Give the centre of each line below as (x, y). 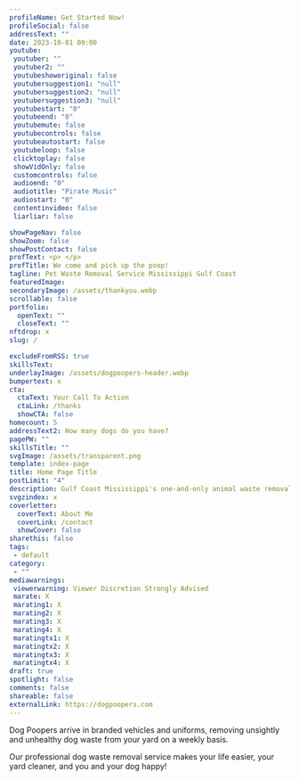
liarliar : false (43, 216)
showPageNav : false (45, 233)
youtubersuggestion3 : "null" (67, 100)
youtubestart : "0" (47, 109)
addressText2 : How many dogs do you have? (89, 431)
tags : (19, 547)
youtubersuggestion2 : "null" (67, 92)
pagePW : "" (29, 439)
